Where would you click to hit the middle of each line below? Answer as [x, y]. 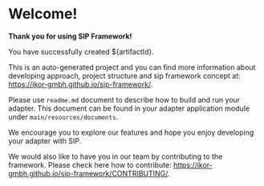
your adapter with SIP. [45, 140]
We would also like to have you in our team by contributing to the [116, 156]
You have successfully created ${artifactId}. [81, 51]
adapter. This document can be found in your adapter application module [129, 108]
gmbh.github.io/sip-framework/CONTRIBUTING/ [88, 173]
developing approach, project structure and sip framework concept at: [124, 75]
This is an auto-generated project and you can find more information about [132, 67]
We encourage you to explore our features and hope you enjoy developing [131, 132]
